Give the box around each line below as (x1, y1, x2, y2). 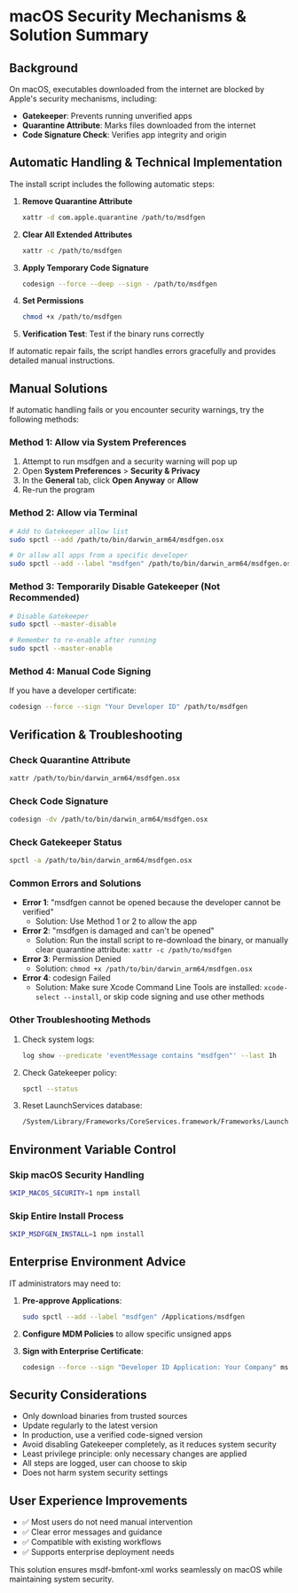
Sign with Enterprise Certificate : (21, 1345, 144, 1356)
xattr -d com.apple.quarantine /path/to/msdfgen (21, 213, 206, 222)
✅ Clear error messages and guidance (21, 1526, 162, 1537)
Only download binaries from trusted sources (21, 1411, 188, 1422)
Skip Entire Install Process (9, 1210, 124, 1222)
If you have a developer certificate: (9, 685, 137, 696)
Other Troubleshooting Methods (9, 1013, 152, 1026)
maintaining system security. (9, 1573, 114, 1585)
